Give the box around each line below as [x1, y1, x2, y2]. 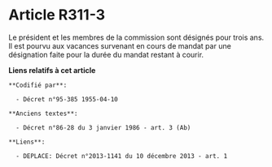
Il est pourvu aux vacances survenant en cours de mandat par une [8, 41, 232, 50]
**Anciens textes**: [8, 109, 79, 118]
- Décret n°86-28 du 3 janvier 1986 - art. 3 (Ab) [15, 123, 191, 131]
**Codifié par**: [8, 81, 68, 89]
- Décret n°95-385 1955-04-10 [15, 95, 118, 103]
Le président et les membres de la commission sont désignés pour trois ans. [8, 32, 265, 42]
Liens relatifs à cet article [8, 65, 96, 75]
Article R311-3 [8, 6, 106, 24]
